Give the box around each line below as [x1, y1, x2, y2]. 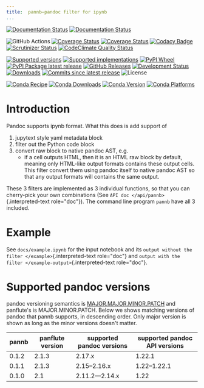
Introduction [6, 102, 70, 116]
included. [6, 204, 30, 211]
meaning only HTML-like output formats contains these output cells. [24, 160, 195, 167]
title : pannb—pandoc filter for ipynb [6, 9, 107, 15]
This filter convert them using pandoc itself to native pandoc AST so [24, 166, 195, 174]
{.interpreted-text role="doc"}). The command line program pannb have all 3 [6, 198, 195, 205]
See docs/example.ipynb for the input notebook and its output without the [6, 245, 192, 253]
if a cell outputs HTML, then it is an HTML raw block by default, [24, 153, 183, 160]
